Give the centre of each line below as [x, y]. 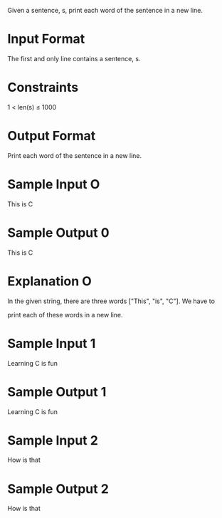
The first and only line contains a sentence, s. [74, 58]
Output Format [52, 136]
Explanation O [50, 281]
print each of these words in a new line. [65, 314]
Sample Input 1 [52, 343]
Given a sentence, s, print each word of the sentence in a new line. [105, 10]
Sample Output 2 [58, 488]
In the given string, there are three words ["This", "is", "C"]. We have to [111, 301]
